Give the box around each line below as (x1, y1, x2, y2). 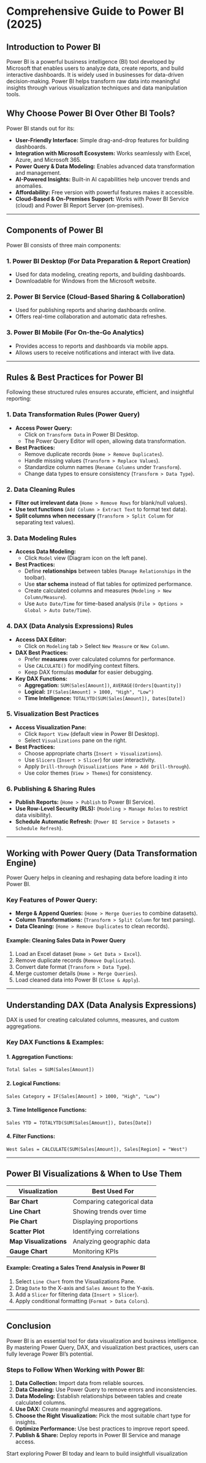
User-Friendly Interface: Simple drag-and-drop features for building (15, 136, 189, 143)
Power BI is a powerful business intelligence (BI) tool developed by (6, 58, 175, 65)
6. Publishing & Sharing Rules (6, 784, 96, 793)
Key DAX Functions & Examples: (6, 1038, 104, 1047)
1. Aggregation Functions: (6, 1053, 74, 1060)
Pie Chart (9, 1217, 38, 1226)
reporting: (6, 395, 32, 402)
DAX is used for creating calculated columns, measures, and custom (6, 1016, 180, 1023)
